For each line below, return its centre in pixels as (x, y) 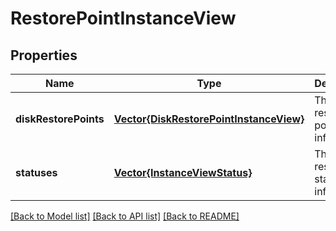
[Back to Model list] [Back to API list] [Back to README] (125, 216)
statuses (36, 172)
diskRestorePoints (60, 119)
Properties (44, 55)
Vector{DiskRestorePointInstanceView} (209, 119)
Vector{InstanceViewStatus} (183, 172)
